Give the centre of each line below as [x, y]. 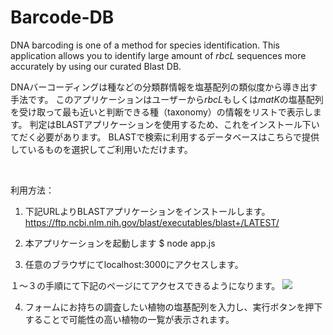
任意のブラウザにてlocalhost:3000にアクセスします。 [134, 264]
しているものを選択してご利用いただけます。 [101, 149]
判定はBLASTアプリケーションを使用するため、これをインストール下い [174, 124]
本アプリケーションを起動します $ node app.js [120, 243]
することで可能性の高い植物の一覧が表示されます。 [129, 319]
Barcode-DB [62, 17]
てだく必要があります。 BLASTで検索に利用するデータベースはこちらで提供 [165, 137]
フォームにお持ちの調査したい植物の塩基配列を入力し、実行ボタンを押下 [173, 307]
